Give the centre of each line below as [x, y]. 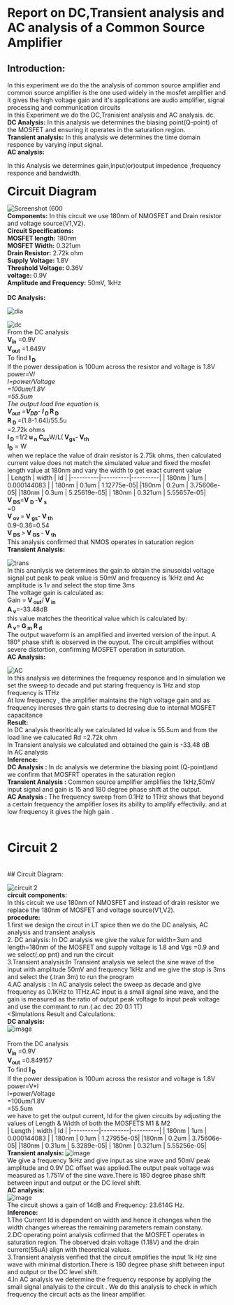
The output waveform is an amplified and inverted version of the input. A [112, 635]
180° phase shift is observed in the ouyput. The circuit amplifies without [111, 642]
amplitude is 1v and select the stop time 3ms [71, 585]
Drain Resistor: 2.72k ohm [45, 253]
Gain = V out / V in [31, 601]
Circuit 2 [32, 847]
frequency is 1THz [33, 693]
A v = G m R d [25, 626]
